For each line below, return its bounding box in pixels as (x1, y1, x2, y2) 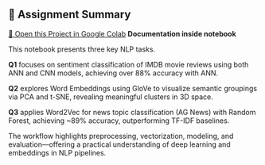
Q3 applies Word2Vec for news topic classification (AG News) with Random (8, 107, 256, 117)
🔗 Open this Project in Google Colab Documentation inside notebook (8, 29, 236, 38)
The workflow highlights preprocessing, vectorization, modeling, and (8, 131, 234, 140)
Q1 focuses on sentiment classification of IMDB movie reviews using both (8, 59, 249, 69)
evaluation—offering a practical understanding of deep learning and (8, 140, 231, 149)
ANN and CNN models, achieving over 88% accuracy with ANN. (8, 68, 219, 78)
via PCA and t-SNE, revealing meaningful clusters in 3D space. (8, 92, 213, 102)
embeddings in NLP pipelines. (8, 148, 107, 157)
